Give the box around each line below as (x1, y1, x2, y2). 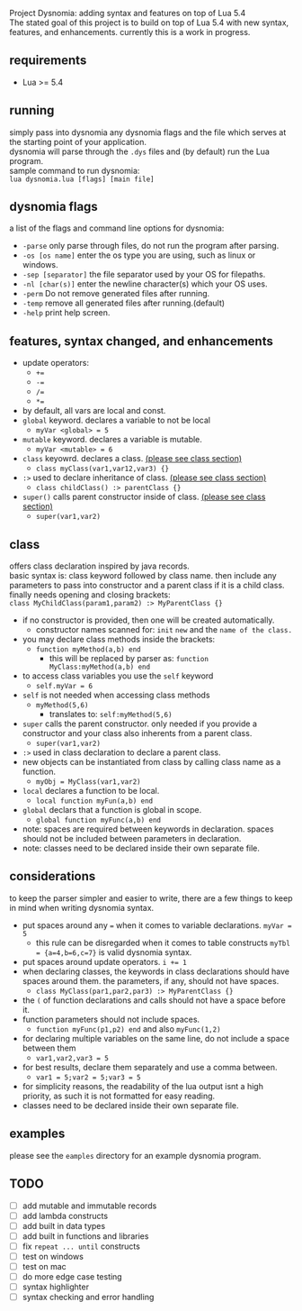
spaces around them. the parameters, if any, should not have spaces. (22, 975, 280, 986)
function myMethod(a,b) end (35, 645, 141, 654)
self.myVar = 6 (35, 682, 93, 691)
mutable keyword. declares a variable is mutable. (22, 434, 202, 445)
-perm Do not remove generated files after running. (22, 288, 210, 299)
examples (9, 1126, 66, 1142)
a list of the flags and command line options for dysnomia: (9, 223, 225, 233)
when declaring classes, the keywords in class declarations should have (22, 966, 290, 977)
